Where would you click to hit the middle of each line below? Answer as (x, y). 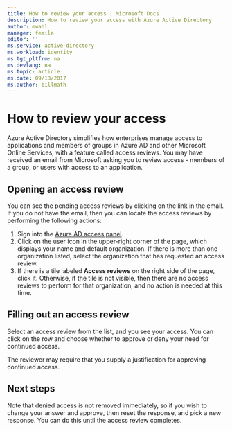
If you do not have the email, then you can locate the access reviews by (109, 213)
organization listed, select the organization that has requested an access (121, 256)
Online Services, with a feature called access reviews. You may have (105, 152)
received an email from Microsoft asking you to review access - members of (116, 160)
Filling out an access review (68, 315)
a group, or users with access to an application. (75, 168)
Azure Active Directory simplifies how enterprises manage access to (105, 138)
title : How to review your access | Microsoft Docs (83, 14)
